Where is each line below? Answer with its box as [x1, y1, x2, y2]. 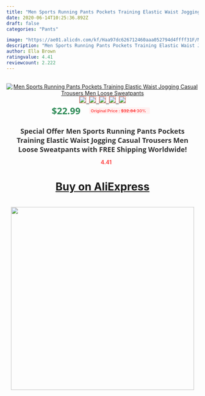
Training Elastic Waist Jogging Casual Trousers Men [16, 135, 189, 145]
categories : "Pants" [6, 26, 59, 32]
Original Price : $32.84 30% [90, 107, 146, 113]
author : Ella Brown [6, 48, 56, 55]
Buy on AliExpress [55, 180, 150, 194]
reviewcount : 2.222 [6, 59, 56, 66]
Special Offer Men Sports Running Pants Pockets [20, 126, 185, 136]
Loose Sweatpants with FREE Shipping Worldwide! [18, 144, 187, 154]
